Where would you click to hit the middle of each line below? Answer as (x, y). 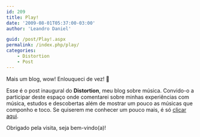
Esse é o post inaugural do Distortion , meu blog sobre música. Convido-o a (100, 90)
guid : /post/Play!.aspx (36, 40)
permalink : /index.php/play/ (43, 45)
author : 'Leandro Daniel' (39, 29)
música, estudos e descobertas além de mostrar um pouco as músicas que (99, 103)
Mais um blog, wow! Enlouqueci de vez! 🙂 (58, 79)
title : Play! (23, 17)
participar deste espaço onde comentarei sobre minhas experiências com (98, 97)
